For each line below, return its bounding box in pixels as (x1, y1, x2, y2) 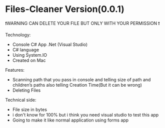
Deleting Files (12, 87, 41, 93)
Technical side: (5, 97, 36, 103)
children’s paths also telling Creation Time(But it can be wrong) (12, 82, 142, 88)
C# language (12, 46, 39, 53)
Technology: (5, 31, 31, 38)
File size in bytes (12, 106, 47, 113)
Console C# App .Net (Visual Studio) (12, 41, 88, 47)
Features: (5, 67, 25, 73)
